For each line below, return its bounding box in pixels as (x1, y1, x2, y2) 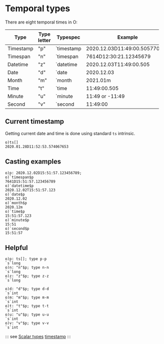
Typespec (57, 34, 81, 41)
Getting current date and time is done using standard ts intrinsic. (5, 130, 136, 136)
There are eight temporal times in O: (5, 19, 78, 25)
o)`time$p (5, 209, 25, 214)
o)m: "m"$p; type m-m (5, 295, 49, 300)
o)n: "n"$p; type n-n (5, 265, 49, 270)
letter (38, 37, 51, 44)
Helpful (5, 243, 28, 252)
